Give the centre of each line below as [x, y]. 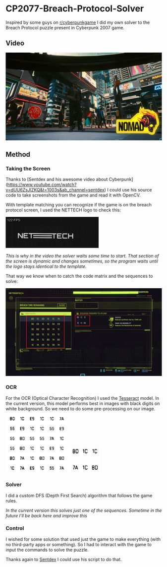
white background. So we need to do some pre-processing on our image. [81, 409]
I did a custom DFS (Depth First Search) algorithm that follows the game [79, 495]
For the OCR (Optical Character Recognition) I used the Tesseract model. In [82, 398]
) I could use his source [128, 189]
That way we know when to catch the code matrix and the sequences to [79, 276]
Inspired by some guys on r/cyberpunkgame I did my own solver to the [78, 22]
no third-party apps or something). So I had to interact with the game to [79, 544]
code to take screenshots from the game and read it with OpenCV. [73, 195]
